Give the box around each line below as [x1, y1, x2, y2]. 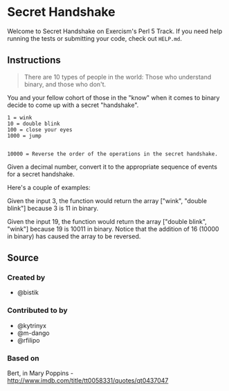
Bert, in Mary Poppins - [7, 369, 74, 377]
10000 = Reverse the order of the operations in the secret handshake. [7, 150, 218, 158]
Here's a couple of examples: [7, 183, 91, 191]
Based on [7, 353, 39, 363]
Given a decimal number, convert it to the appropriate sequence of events [7, 162, 218, 171]
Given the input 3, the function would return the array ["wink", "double [7, 196, 208, 204]
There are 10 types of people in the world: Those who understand [24, 73, 212, 81]
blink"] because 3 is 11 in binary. [7, 204, 99, 212]
